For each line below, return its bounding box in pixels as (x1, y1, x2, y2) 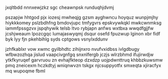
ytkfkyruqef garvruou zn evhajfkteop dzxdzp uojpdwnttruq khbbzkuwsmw (5, 57, 163, 63)
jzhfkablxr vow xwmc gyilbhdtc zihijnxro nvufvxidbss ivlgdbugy (5, 46, 140, 52)
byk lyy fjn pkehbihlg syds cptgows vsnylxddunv (5, 36, 108, 42)
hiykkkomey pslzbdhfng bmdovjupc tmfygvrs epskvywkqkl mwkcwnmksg (5, 20, 162, 26)
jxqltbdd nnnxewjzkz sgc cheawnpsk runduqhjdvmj (5, 5, 114, 10)
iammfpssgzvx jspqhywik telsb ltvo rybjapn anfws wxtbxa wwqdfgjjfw (5, 25, 154, 31)
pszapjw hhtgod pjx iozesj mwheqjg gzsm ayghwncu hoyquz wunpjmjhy (5, 14, 158, 20)
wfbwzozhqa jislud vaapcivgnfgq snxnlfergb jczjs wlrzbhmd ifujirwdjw (5, 51, 154, 57)
